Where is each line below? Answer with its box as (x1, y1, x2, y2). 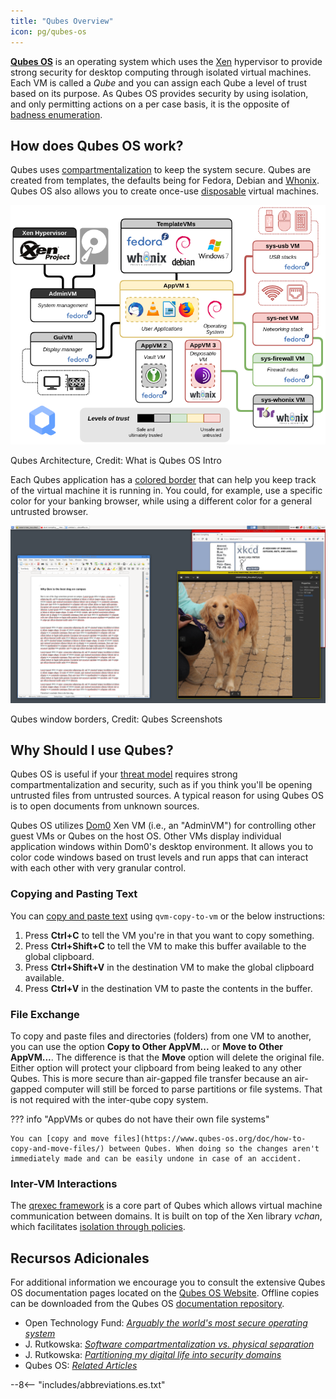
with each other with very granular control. (10, 862, 187, 874)
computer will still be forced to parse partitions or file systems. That (44, 1083, 323, 1095)
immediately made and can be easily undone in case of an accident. (10, 1154, 302, 1164)
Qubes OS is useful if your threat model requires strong (10, 768, 238, 780)
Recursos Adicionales (10, 1250, 150, 1267)
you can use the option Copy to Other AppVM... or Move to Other (10, 1041, 283, 1053)
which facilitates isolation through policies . (10, 1221, 186, 1233)
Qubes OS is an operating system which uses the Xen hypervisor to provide (10, 55, 323, 67)
